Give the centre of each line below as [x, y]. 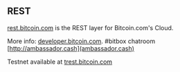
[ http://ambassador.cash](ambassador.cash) [71, 48]
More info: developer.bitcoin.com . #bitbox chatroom [81, 41]
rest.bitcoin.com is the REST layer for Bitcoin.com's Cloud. [90, 27]
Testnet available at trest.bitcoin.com [60, 62]
